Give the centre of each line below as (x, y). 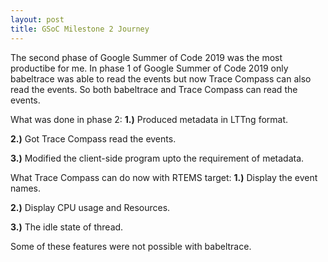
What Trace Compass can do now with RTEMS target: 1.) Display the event (164, 177)
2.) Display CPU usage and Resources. (90, 207)
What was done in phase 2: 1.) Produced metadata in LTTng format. (149, 119)
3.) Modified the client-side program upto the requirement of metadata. (157, 158)
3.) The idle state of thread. (67, 227)
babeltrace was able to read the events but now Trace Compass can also (161, 78)
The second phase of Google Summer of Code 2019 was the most (146, 57)
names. (25, 188)
